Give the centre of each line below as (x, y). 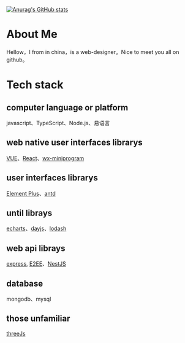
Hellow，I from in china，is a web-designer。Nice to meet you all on (93, 52)
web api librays (36, 248)
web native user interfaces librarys (74, 143)
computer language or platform (67, 107)
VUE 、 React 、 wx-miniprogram (45, 158)
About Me (32, 34)
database (25, 283)
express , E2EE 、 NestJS (36, 264)
